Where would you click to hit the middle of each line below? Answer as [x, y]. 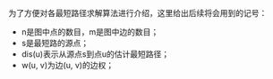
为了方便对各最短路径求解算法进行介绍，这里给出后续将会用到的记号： [138, 13]
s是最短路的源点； [55, 43]
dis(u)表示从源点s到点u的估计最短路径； [95, 54]
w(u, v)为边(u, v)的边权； [67, 65]
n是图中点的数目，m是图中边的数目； [90, 32]
